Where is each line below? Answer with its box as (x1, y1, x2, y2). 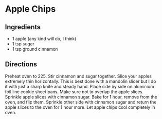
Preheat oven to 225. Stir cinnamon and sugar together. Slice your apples (5, 73, 152, 79)
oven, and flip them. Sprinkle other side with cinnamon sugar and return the (5, 99, 157, 105)
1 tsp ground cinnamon (12, 46, 58, 52)
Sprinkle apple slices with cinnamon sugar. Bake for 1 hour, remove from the (5, 94, 157, 99)
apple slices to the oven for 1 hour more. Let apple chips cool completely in (5, 104, 156, 110)
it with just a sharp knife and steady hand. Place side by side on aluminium (5, 83, 154, 89)
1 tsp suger (12, 41, 35, 47)
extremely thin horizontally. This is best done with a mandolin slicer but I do (5, 78, 157, 84)
